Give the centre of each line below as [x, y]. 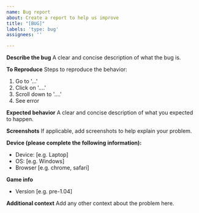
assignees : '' [24, 35]
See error [27, 101]
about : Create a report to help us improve [63, 18]
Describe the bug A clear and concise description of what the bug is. [94, 58]
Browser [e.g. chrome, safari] [52, 168]
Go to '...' [26, 81]
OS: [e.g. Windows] [40, 161]
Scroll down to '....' [39, 94]
